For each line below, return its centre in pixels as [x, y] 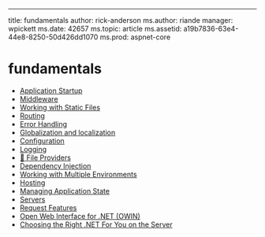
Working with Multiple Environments [78, 174]
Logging [33, 149]
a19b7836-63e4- [211, 29]
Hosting [32, 183]
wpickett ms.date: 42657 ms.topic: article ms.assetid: [95, 29]
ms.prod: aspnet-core [135, 37]
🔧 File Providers [45, 157]
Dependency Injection [55, 165]
